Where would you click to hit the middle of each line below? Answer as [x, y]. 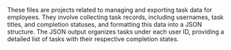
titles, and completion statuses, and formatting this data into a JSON [105, 24]
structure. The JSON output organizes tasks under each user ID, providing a [115, 32]
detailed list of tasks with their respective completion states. [93, 39]
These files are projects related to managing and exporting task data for [110, 10]
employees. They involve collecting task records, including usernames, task [115, 17]
